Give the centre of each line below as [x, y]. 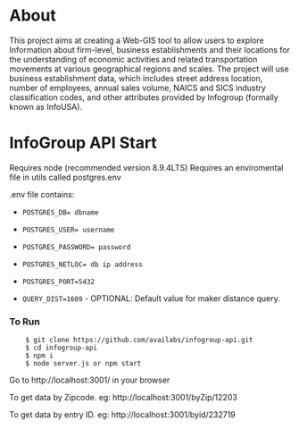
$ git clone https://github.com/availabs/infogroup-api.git [139, 341]
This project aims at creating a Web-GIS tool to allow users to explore [137, 40]
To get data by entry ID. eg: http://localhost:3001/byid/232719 [123, 415]
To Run [25, 321]
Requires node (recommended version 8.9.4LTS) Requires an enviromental [146, 167]
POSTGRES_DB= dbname [60, 212]
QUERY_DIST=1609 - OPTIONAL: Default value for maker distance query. [151, 298]
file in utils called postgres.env [66, 177]
